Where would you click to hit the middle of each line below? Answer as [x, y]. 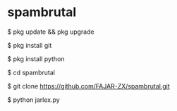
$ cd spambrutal [31, 72]
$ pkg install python [36, 59]
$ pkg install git [30, 45]
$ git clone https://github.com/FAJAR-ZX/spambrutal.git [89, 86]
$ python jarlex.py [33, 100]
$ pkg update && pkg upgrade [51, 32]
